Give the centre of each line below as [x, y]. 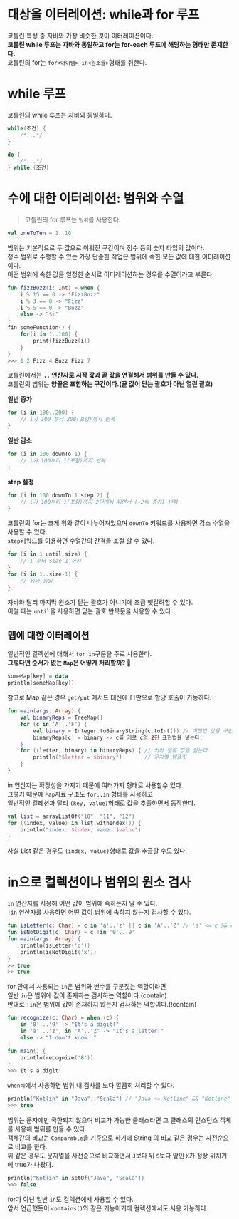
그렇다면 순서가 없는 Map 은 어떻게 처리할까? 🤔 [69, 663]
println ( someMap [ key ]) [41, 683]
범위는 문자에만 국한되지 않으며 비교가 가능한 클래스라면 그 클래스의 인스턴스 [113, 1120]
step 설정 [21, 482]
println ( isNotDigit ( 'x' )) [59, 952]
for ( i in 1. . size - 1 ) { [43, 574]
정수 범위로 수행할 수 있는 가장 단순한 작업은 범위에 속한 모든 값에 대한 [104, 256]
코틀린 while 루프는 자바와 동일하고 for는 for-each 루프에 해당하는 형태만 [108, 44]
